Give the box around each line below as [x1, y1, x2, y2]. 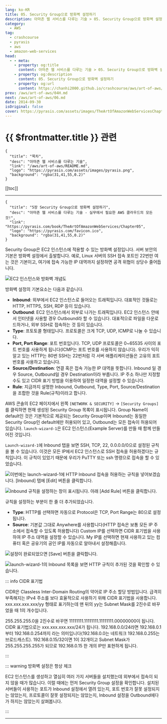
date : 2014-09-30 [5, 100, 41, 105]
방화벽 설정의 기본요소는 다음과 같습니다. [5, 286, 83, 292]
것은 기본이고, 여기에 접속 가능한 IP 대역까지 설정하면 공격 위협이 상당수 [10, 259, 148, 265]
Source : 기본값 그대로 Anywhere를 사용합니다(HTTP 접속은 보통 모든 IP [12, 521, 153, 527]
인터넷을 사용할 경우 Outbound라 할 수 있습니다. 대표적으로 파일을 [17, 315, 146, 321]
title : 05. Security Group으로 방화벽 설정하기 [5, 12, 96, 17]
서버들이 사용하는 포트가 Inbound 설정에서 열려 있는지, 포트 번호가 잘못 [5, 686, 143, 692]
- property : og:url [14, 81, 55, 86]
